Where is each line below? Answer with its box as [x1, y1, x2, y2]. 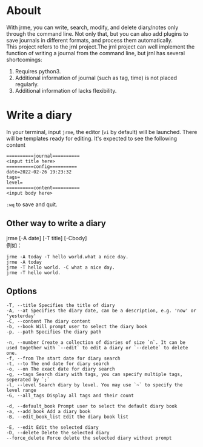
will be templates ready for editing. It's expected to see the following [6, 135, 178, 142]
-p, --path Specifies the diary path [6, 329, 102, 335]
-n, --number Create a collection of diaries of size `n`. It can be [6, 339, 186, 346]
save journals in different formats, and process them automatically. [6, 36, 173, 44]
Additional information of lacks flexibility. [15, 87, 117, 94]
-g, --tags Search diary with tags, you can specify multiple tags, [6, 371, 183, 377]
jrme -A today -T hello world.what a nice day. [6, 254, 129, 260]
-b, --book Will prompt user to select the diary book [6, 323, 148, 329]
